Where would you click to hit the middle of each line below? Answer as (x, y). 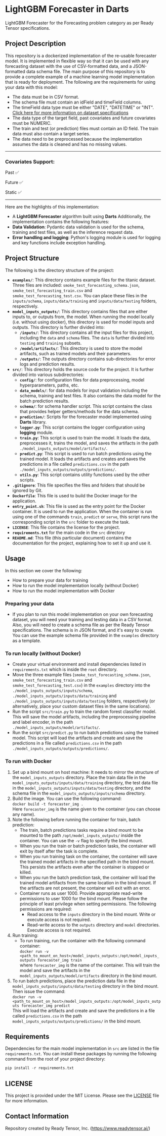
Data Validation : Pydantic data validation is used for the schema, (78, 227)
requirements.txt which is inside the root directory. (65, 669)
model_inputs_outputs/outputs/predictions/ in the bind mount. (77, 1021)
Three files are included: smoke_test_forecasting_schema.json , (76, 285)
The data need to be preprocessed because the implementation (77, 139)
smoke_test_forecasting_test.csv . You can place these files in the (80, 295)
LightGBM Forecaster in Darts (67, 9)
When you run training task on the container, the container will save (88, 856)
